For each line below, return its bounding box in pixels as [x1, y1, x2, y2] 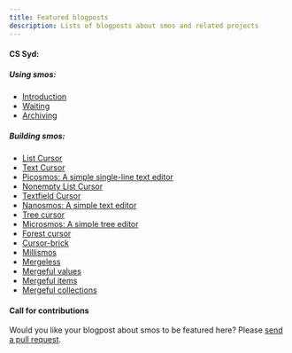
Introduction [21, 91, 67, 102]
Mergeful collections [21, 285, 97, 295]
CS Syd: [9, 49, 40, 59]
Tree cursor [21, 209, 65, 220]
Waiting [21, 101, 50, 112]
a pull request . [9, 334, 62, 345]
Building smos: [9, 130, 65, 141]
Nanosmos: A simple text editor [21, 200, 137, 211]
